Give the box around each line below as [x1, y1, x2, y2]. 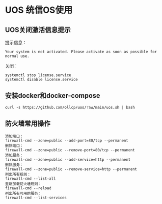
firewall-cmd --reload [5, 185, 52, 191]
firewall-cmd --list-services [5, 195, 67, 200]
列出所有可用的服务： [5, 191, 42, 196]
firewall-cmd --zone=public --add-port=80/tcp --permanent [5, 138, 129, 143]
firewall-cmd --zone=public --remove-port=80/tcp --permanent [5, 147, 135, 152]
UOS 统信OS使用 [5, 4, 73, 16]
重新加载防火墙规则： [5, 181, 42, 186]
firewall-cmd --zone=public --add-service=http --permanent [5, 157, 131, 162]
